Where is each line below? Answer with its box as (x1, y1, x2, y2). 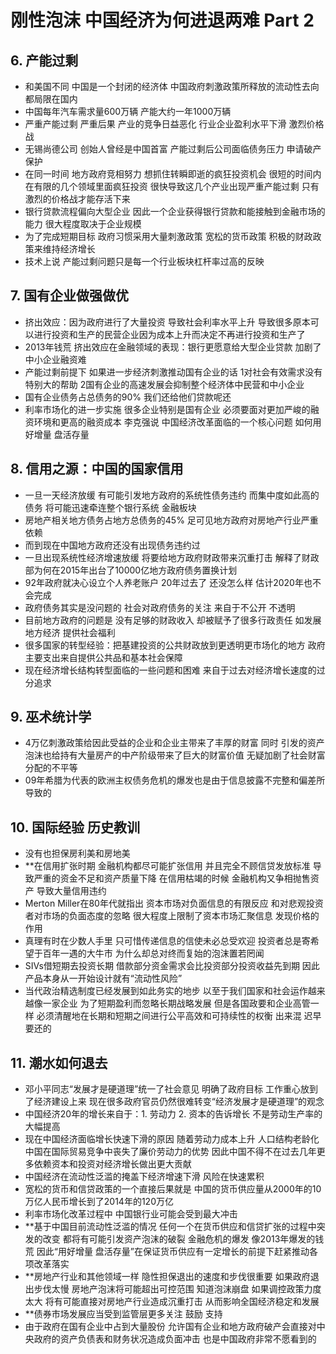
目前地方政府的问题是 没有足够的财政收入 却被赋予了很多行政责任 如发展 (24, 614, 322, 626)
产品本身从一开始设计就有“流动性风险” (24, 972, 183, 985)
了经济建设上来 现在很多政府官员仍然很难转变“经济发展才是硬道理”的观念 (24, 1096, 325, 1108)
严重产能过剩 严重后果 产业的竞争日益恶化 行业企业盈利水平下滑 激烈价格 (24, 118, 325, 130)
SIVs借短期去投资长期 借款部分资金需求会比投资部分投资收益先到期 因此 (24, 960, 320, 972)
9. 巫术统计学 (10, 709, 92, 726)
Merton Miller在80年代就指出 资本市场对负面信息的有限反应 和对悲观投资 (24, 897, 324, 910)
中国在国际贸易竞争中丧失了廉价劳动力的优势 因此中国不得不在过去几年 (24, 1146, 317, 1158)
